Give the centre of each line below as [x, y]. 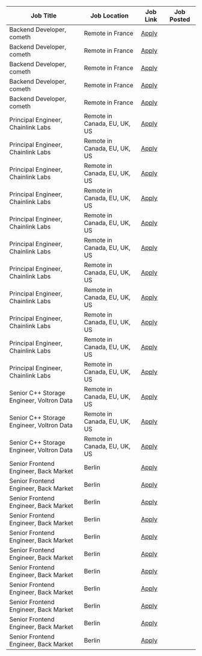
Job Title [44, 16]
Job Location [109, 16]
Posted [180, 19]
